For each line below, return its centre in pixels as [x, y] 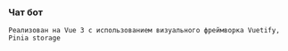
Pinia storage [35, 38]
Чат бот [26, 12]
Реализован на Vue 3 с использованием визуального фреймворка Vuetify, [144, 31]
